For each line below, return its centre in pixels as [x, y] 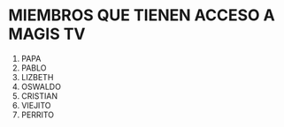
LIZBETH [37, 77]
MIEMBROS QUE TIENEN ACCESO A [142, 15]
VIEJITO [36, 105]
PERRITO [38, 115]
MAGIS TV [47, 34]
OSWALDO [41, 86]
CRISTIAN [39, 96]
